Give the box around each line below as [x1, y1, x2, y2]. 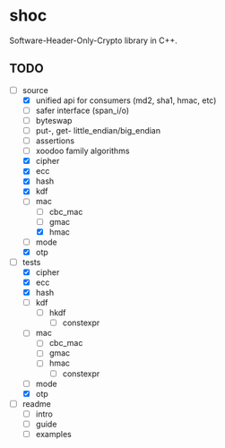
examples [35, 428, 72, 439]
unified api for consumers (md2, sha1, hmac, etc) [35, 95, 217, 106]
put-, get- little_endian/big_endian [35, 125, 161, 135]
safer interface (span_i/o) [35, 105, 130, 116]
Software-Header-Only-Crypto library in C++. [9, 35, 177, 46]
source [22, 84, 49, 95]
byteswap [35, 115, 73, 125]
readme [22, 398, 51, 409]
